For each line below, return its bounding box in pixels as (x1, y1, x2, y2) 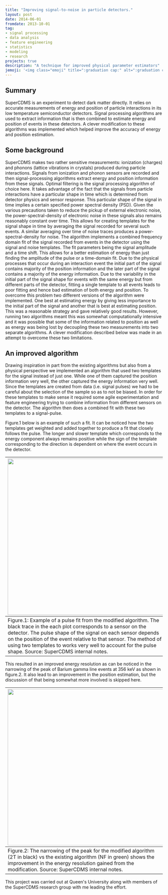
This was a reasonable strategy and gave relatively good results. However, (5, 308, 158, 314)
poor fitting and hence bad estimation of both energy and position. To (5, 287, 148, 293)
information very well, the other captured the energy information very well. (5, 378, 159, 384)
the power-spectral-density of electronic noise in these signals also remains (5, 212, 162, 218)
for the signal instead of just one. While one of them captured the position (5, 373, 157, 379)
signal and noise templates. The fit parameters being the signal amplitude (5, 244, 156, 250)
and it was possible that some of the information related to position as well (5, 319, 158, 325)
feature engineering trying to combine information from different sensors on (5, 400, 161, 406)
